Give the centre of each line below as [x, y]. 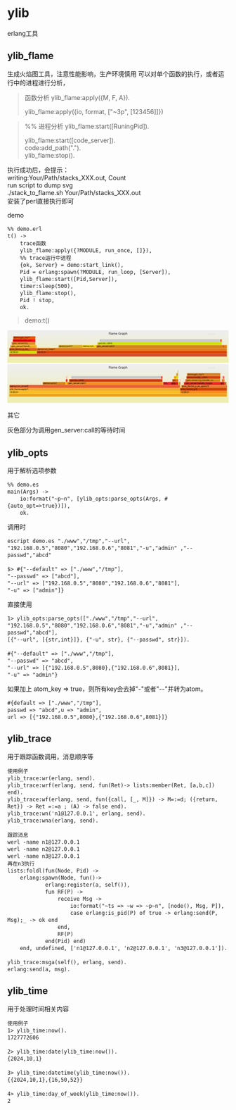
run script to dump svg [40, 185]
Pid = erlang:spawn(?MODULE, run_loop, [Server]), [96, 272]
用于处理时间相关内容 [38, 1009]
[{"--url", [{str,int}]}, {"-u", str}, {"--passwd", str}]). [99, 640]
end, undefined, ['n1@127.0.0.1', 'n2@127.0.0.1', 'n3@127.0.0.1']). [124, 948]
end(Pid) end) [65, 941]
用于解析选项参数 [32, 470]
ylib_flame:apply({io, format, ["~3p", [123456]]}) [94, 111]
